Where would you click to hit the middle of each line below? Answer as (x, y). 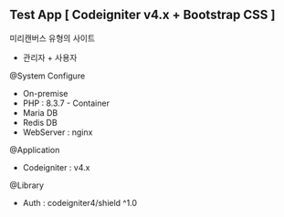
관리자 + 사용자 (50, 57)
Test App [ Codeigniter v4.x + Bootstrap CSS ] (142, 15)
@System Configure (47, 76)
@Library (26, 185)
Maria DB (40, 112)
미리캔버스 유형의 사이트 (53, 38)
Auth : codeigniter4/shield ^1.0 (80, 202)
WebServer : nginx (58, 132)
